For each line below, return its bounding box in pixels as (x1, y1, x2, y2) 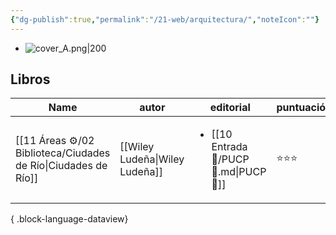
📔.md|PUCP (211, 165, 267, 179)
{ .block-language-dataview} (10, 213, 129, 225)
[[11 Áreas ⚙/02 (15, 134, 95, 148)
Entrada (211, 140, 248, 154)
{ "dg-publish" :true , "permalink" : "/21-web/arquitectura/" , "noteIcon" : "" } (10, 14, 320, 25)
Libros (10, 71, 51, 88)
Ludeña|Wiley (119, 152, 185, 166)
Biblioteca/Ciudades (15, 146, 111, 160)
